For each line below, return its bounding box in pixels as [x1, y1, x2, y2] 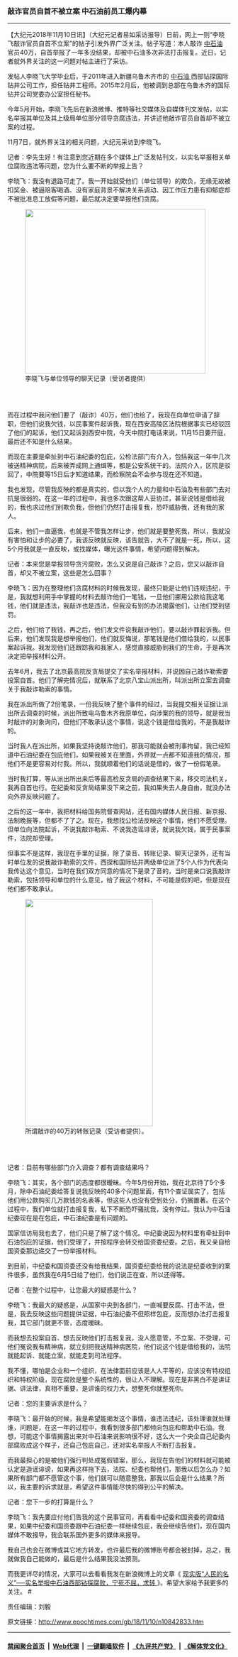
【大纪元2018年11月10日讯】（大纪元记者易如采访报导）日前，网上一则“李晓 [7, 31, 225, 39]
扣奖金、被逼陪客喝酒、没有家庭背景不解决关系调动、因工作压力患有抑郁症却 [7, 186, 231, 195]
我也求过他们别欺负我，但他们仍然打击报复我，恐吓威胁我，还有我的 [19, 503, 218, 512]
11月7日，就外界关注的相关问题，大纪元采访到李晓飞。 [7, 138, 165, 146]
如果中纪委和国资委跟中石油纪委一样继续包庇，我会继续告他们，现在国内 [19, 1521, 231, 1531]
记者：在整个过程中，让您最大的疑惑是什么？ [7, 1286, 138, 1294]
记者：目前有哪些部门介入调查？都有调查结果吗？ [7, 1163, 150, 1172]
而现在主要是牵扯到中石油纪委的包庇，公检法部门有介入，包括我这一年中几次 [7, 452, 231, 461]
